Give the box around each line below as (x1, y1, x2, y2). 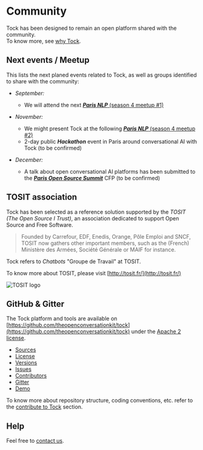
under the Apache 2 (131, 328, 181, 336)
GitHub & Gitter (6, 298, 65, 309)
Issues (15, 365, 32, 373)
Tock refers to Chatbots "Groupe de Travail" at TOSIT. (6, 258, 141, 265)
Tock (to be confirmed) (24, 144, 82, 152)
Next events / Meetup (6, 55, 90, 65)
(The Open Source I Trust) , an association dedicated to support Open (6, 214, 179, 222)
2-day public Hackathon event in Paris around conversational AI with (24, 138, 197, 145)
